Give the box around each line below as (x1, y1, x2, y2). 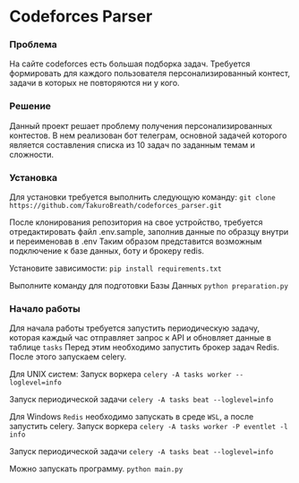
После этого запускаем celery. (9, 351, 127, 362)
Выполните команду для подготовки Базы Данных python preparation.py (9, 280, 289, 291)
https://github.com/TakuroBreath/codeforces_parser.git (9, 202, 222, 211)
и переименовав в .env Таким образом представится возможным (9, 236, 262, 247)
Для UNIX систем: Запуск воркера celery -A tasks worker (9, 369, 232, 380)
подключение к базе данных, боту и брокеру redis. (9, 246, 204, 256)
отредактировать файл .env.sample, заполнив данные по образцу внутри (9, 227, 289, 237)
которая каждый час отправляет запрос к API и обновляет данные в (9, 332, 271, 343)
